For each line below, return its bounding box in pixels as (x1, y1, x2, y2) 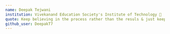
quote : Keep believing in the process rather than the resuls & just (5, 16, 155, 21)
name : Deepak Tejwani (5, 7, 51, 12)
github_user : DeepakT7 (5, 21, 53, 26)
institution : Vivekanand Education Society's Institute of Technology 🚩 (5, 12, 162, 17)
